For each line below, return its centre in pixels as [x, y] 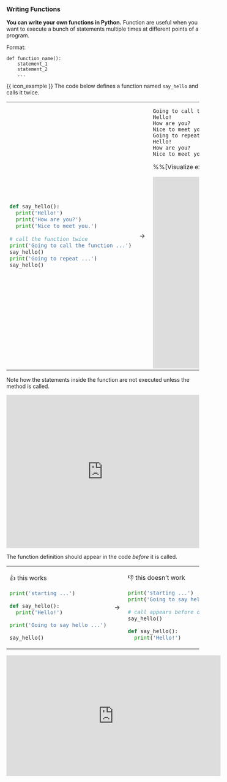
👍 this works [28, 578]
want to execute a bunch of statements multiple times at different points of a [102, 29]
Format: [16, 47]
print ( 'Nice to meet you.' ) [57, 226]
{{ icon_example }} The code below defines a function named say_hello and [102, 86]
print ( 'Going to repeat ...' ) [54, 258]
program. [18, 36]
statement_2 [32, 69]
